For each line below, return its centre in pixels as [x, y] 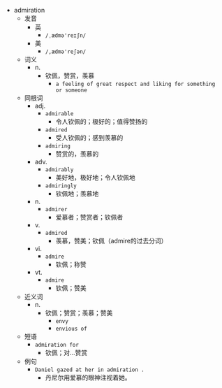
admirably [59, 170]
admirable [59, 114]
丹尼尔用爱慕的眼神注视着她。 [88, 378]
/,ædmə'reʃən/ [66, 52]
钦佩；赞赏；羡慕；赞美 [79, 313]
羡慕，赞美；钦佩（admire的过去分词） [111, 241]
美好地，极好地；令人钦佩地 [95, 177]
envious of [71, 329]
